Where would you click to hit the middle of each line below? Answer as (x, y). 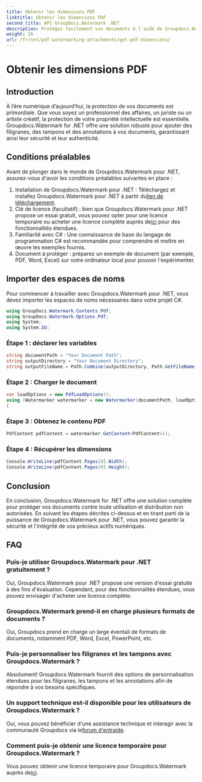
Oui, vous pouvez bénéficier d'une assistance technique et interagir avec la (99, 724)
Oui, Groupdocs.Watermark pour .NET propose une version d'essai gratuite (99, 583)
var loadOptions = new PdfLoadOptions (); (59, 395)
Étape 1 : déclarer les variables (52, 343)
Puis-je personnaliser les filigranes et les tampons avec (89, 654)
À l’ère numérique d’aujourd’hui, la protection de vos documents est (90, 106)
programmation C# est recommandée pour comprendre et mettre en (99, 241)
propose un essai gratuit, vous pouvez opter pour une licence (91, 215)
